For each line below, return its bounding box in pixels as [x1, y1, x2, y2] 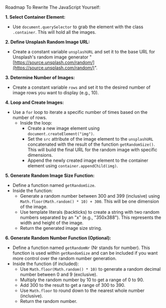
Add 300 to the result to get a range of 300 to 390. [20, 282, 126, 288]
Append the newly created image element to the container [27, 157, 148, 163]
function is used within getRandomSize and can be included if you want [12, 250, 158, 256]
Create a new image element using [27, 126, 100, 131]
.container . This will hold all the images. [12, 29, 97, 35]
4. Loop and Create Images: [5, 99, 64, 105]
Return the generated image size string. [20, 225, 102, 231]
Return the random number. [20, 298, 77, 304]
